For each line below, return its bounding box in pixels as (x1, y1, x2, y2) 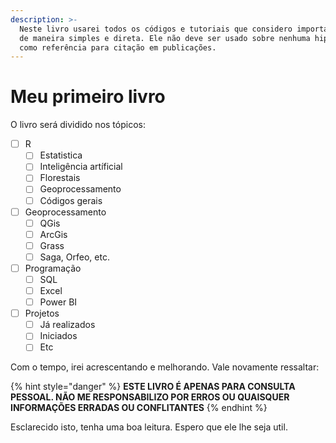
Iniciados (39, 330, 78, 342)
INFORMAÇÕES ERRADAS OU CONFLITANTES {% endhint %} (10, 402, 268, 414)
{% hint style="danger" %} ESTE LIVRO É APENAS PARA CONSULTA (10, 381, 296, 393)
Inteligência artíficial (39, 161, 123, 173)
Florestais (39, 172, 81, 184)
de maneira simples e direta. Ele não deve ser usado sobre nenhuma (19, 33, 311, 43)
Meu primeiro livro (10, 86, 166, 108)
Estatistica (39, 149, 83, 161)
